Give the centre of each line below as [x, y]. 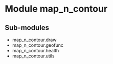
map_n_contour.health [36, 51]
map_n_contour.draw [34, 40]
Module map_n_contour [56, 9]
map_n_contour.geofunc [38, 45]
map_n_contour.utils [33, 56]
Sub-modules [27, 28]
